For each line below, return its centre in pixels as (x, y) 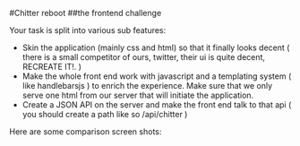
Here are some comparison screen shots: (86, 132)
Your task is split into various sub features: (88, 30)
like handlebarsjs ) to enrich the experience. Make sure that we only (147, 86)
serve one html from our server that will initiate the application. (138, 95)
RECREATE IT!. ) (52, 67)
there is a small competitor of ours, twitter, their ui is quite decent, (144, 57)
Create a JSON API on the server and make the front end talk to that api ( (157, 105)
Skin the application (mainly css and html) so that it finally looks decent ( (156, 47)
